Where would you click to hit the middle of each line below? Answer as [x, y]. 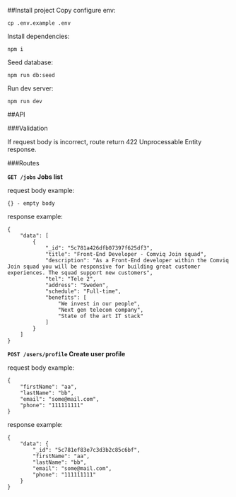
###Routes [24, 163]
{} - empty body [31, 204]
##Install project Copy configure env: [61, 10]
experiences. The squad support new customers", [80, 273]
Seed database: [30, 62]
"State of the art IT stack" [100, 316]
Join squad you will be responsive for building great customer [104, 267]
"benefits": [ [66, 298]
